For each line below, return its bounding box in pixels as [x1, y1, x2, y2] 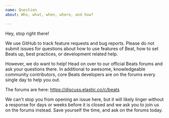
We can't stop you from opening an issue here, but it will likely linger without [5, 96, 164, 102]
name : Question [5, 7, 37, 13]
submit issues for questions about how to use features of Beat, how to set [5, 45, 159, 51]
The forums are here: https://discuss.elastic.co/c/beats [5, 86, 120, 92]
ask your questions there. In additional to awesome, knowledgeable [5, 66, 145, 72]
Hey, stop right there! [5, 30, 49, 36]
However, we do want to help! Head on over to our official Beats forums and [5, 61, 163, 67]
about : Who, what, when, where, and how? [5, 12, 94, 17]
